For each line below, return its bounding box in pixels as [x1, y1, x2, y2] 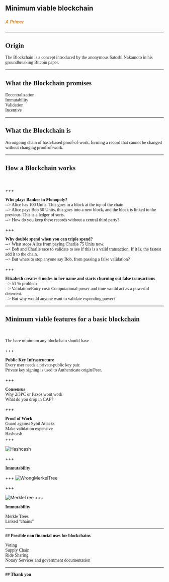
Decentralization [5, 92, 35, 97]
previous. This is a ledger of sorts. [5, 212, 65, 218]
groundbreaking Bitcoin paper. [5, 60, 59, 65]
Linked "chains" [5, 519, 34, 524]
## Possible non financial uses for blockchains [5, 533, 91, 539]
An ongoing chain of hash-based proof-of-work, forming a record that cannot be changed [5, 140, 162, 145]
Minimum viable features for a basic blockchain [5, 315, 140, 323]
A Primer [5, 18, 24, 25]
